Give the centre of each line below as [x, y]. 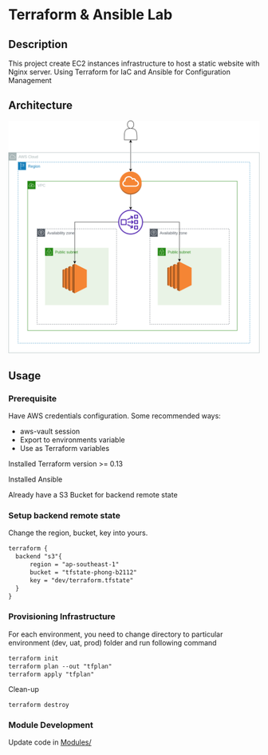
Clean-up [24, 689]
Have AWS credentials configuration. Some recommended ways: [114, 416]
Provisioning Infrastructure [62, 617]
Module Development [51, 725]
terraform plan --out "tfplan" [60, 666]
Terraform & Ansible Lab [91, 15]
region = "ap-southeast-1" [74, 565]
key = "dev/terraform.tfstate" [81, 581]
